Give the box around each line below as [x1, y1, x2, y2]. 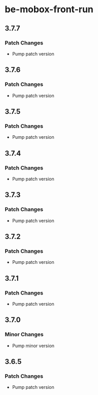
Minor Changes [5, 331, 44, 338]
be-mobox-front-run [5, 4, 93, 15]
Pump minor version [12, 342, 54, 349]
